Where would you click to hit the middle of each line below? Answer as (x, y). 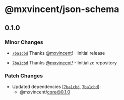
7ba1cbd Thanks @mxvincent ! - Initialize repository (64, 63)
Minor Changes (24, 42)
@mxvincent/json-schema (62, 9)
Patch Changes (24, 75)
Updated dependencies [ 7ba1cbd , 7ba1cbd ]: (56, 87)
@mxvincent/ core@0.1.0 (45, 92)
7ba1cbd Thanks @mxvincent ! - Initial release (58, 53)
